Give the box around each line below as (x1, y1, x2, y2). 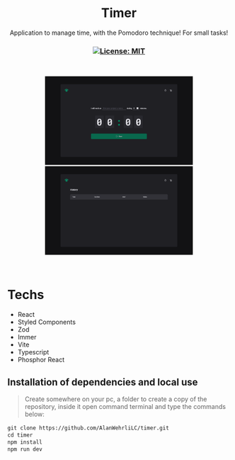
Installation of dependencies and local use (7, 376, 198, 388)
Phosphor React (17, 356, 65, 364)
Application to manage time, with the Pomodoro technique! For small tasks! (9, 28, 229, 37)
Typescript (17, 348, 50, 357)
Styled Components (17, 318, 76, 327)
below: (24, 410, 45, 418)
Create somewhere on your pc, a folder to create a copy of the (24, 395, 207, 403)
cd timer (7, 431, 33, 439)
